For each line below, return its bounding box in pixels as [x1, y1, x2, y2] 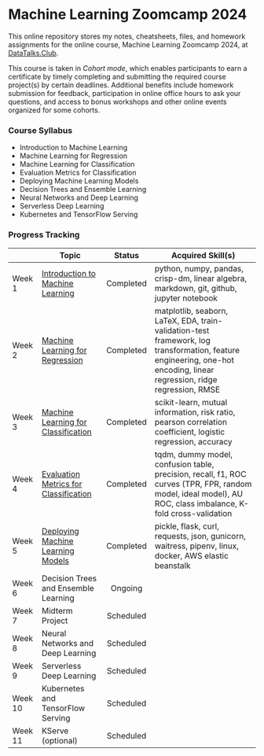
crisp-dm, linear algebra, [154, 273, 247, 284]
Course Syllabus [8, 124, 73, 135]
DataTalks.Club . [8, 48, 59, 57]
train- [200, 315, 223, 326]
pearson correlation [154, 416, 228, 427]
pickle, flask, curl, [154, 521, 220, 532]
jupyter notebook [154, 293, 218, 304]
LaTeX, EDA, [154, 315, 200, 326]
